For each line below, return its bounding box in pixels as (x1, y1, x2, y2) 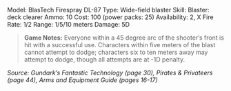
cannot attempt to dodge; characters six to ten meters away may (23, 48, 208, 56)
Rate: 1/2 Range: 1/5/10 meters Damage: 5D (7, 21, 130, 28)
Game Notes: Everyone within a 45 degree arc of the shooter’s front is (23, 34, 224, 42)
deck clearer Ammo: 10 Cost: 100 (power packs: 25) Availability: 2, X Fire (7, 13, 214, 21)
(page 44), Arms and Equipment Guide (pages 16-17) (7, 76, 159, 84)
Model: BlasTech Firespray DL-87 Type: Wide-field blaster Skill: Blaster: (7, 6, 210, 14)
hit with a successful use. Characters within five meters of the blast (23, 41, 216, 49)
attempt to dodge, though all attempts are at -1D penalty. (23, 55, 185, 64)
